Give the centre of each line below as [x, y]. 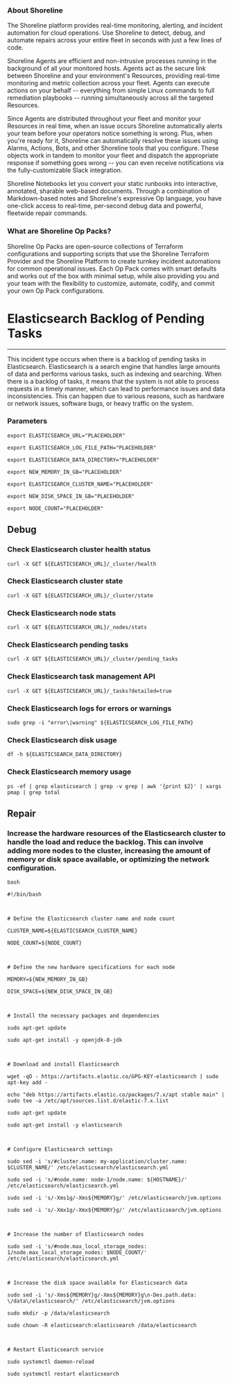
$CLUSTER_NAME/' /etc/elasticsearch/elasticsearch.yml [88, 1168]
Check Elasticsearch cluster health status [79, 549]
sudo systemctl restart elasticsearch [63, 1374]
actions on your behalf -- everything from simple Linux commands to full [111, 91]
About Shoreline [35, 10]
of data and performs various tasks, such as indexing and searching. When [114, 374]
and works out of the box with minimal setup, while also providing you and [113, 275]
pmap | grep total [34, 792]
